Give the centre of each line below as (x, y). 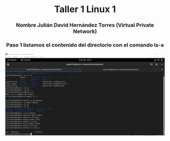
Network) (85, 31)
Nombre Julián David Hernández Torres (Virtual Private (85, 25)
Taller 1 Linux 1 (85, 9)
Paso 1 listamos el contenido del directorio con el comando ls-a (85, 45)
